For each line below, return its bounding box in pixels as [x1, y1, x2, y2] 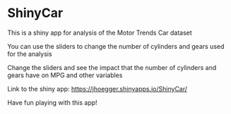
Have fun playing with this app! [7, 98, 97, 107]
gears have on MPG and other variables [7, 71, 123, 79]
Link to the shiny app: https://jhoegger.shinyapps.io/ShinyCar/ [7, 84, 188, 93]
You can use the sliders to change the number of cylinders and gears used [7, 42, 225, 50]
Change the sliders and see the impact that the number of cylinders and [7, 63, 217, 72]
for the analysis [7, 50, 52, 58]
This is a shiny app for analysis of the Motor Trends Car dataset [7, 28, 192, 37]
